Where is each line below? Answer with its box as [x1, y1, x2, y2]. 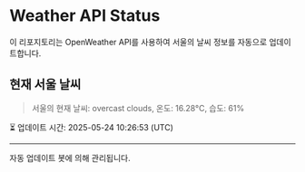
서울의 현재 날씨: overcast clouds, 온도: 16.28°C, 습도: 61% [31, 102, 245, 113]
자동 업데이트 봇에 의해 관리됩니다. [9, 152, 131, 163]
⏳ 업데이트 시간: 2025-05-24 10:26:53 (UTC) [9, 121, 174, 132]
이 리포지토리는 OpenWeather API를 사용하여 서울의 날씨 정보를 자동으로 [9, 36, 268, 47]
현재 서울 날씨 [9, 77, 82, 92]
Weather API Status [9, 5, 161, 26]
